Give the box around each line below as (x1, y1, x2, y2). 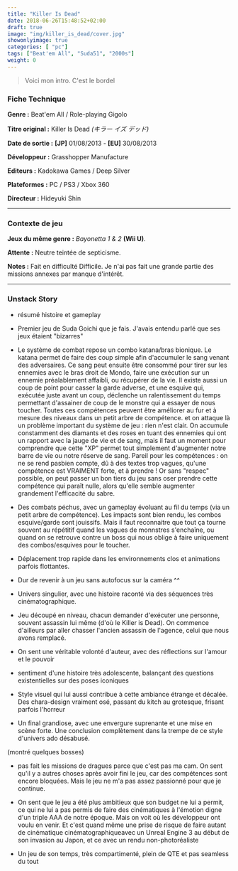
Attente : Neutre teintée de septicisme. (7, 248, 122, 257)
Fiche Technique (7, 94, 66, 104)
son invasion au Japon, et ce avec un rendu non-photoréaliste (17, 835, 199, 844)
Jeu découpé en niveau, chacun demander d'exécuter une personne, (17, 611, 220, 619)
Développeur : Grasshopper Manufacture (7, 153, 129, 161)
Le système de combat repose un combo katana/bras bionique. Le (17, 346, 212, 354)
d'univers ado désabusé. (17, 734, 91, 742)
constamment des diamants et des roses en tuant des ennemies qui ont (17, 428, 227, 437)
